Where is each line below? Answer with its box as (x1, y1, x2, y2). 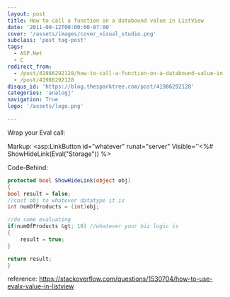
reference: (7, 274, 38, 284)
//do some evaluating (7, 216, 71, 223)
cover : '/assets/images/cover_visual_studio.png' (7, 30, 157, 38)
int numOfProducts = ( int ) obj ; (7, 203, 100, 211)
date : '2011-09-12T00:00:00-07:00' (7, 23, 113, 30)
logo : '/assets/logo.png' (7, 103, 84, 110)
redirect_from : (7, 63, 52, 70)
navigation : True (7, 96, 59, 103)
